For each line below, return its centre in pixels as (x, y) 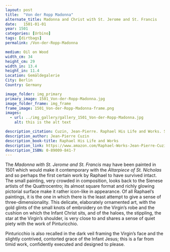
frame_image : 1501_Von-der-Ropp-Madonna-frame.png (60, 108)
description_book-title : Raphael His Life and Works (62, 141)
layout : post (19, 10)
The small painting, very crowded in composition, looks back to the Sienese (84, 181)
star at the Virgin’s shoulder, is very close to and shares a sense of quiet (80, 219)
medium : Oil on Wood (27, 52)
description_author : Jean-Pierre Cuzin (47, 136)
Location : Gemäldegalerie (32, 76)
